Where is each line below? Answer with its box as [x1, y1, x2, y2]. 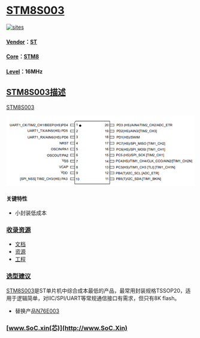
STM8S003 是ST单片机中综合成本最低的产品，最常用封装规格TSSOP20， [6, 287, 186, 294]
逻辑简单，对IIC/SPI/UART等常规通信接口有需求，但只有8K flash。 [16, 294, 180, 301]
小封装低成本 [14, 209, 47, 217]
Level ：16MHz [6, 67, 43, 75]
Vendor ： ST [6, 38, 38, 45]
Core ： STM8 [6, 53, 40, 60]
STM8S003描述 [6, 87, 66, 97]
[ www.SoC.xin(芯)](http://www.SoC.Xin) [6, 324, 128, 332]
